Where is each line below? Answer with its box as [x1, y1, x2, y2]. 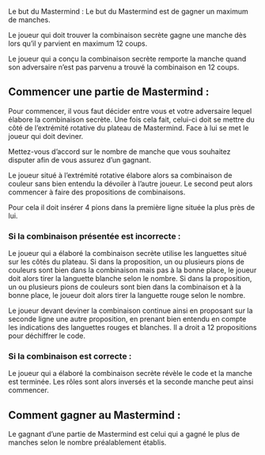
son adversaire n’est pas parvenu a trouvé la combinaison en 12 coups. [8, 62, 240, 72]
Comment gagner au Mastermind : [8, 408, 181, 422]
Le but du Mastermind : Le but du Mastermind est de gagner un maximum [8, 7, 249, 16]
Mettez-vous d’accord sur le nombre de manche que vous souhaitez [8, 146, 231, 156]
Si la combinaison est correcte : [8, 351, 132, 362]
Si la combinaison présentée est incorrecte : [8, 231, 181, 242]
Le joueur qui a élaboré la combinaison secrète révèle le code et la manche [8, 369, 253, 378]
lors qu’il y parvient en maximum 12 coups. [8, 39, 148, 48]
